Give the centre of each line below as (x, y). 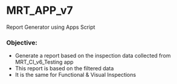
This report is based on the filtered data (64, 68)
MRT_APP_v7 (40, 10)
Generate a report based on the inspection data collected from (93, 56)
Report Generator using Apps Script (51, 27)
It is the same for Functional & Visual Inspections (76, 75)
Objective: (22, 43)
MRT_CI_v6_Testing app (44, 62)
